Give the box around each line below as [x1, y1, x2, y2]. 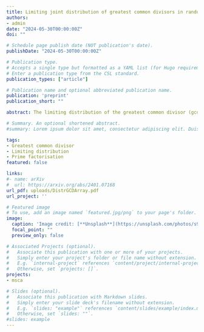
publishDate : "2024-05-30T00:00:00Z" [6, 48, 102, 55]
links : [6, 171, 23, 177]
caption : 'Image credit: [12, 221, 75, 227]
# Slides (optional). [6, 288, 61, 294]
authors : [6, 15, 29, 21]
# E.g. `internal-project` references [6, 260, 110, 266]
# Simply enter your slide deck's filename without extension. [6, 299, 175, 306]
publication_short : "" [6, 99, 64, 105]
